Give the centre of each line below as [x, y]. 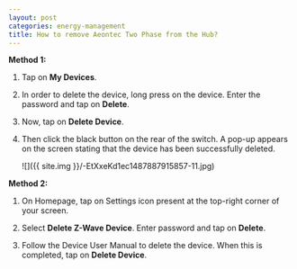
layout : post [33, 18]
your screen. [45, 211]
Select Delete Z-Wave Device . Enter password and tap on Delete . [144, 228]
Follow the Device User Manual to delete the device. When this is [142, 246]
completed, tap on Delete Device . [84, 255]
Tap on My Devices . [59, 77]
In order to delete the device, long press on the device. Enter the [141, 94]
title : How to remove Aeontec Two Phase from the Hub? [113, 34]
